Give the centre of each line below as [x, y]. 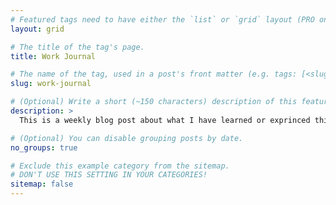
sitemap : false [42, 184]
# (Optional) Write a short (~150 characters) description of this [154, 102]
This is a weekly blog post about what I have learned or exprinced [165, 120]
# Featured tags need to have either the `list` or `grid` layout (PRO [162, 19]
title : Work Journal [53, 56]
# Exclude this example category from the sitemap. [120, 166]
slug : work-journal [51, 84]
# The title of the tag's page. [77, 47]
